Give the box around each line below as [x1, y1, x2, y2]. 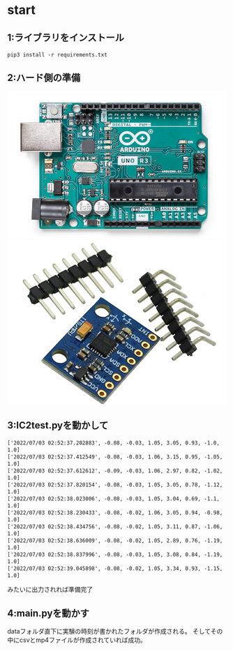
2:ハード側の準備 [7, 72, 81, 84]
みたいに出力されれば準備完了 [7, 585, 93, 593]
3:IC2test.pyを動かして [7, 419, 109, 431]
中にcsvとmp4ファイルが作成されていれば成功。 [7, 636, 146, 644]
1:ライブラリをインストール [7, 31, 124, 43]
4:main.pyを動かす [7, 607, 89, 619]
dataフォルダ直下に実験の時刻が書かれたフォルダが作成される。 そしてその [7, 627, 223, 636]
